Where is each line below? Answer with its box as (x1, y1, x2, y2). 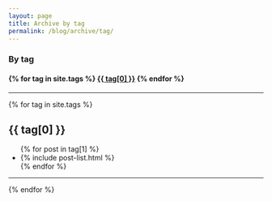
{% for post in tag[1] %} (19, 144, 100, 154)
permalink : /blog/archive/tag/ (8, 27, 114, 35)
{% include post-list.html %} (19, 153, 115, 163)
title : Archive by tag (8, 19, 85, 28)
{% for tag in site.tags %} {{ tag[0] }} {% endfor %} (8, 74, 185, 83)
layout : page (8, 11, 53, 20)
